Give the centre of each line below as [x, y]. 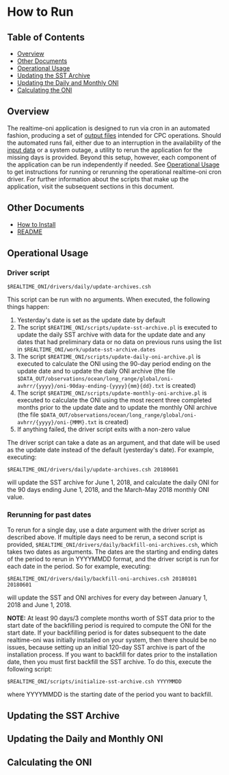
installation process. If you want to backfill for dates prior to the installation [112, 654]
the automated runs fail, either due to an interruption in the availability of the [114, 143]
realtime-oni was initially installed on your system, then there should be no [112, 640]
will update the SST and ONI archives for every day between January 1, [107, 598]
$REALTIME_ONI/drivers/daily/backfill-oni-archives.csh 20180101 [102, 579]
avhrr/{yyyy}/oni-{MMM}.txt [57, 423]
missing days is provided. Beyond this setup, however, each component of [112, 157]
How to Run [40, 12]
